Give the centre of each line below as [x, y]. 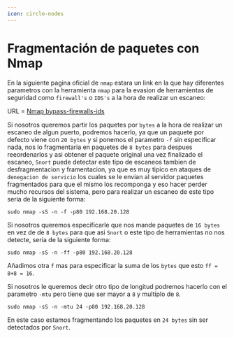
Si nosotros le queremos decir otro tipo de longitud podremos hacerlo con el [117, 286]
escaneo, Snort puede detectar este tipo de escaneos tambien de [102, 162]
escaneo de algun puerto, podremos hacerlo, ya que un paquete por [106, 132]
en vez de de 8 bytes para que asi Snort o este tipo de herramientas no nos [116, 232]
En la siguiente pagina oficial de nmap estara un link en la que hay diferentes [116, 83]
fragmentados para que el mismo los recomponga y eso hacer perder [107, 184]
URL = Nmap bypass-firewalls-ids [56, 111]
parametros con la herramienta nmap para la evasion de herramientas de [110, 90]
